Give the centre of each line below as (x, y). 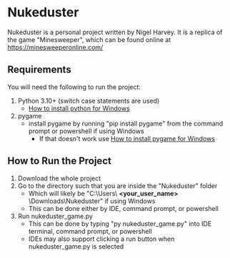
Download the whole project (59, 178)
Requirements (39, 69)
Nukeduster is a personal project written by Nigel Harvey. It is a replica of (115, 32)
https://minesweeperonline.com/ (55, 47)
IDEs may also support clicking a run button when (101, 239)
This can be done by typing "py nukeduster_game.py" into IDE (120, 223)
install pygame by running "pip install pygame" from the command (126, 123)
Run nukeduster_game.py (55, 216)
